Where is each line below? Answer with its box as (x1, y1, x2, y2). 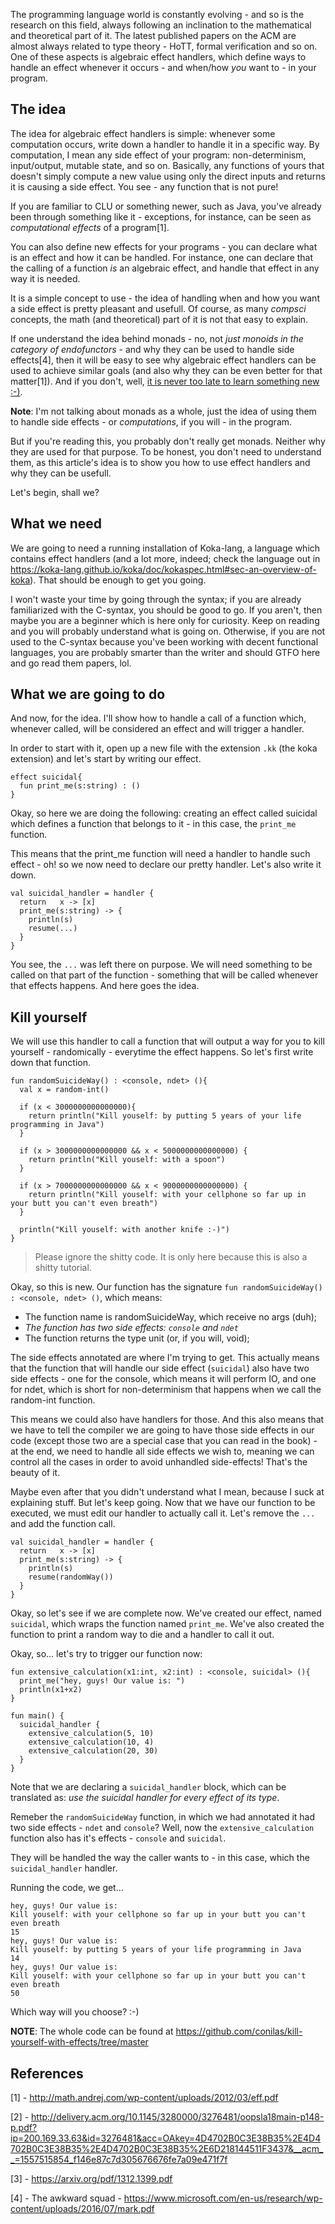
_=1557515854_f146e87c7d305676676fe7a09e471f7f (10, 2154, 228, 2166)
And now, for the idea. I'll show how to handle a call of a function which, (10, 712, 307, 724)
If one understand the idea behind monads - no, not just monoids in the (10, 332, 304, 344)
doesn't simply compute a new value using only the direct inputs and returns (10, 170, 326, 182)
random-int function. (10, 1394, 96, 1406)
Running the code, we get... (10, 1882, 124, 1894)
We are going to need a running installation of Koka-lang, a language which (10, 542, 321, 554)
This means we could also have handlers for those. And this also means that (10, 1414, 325, 1426)
